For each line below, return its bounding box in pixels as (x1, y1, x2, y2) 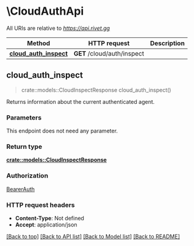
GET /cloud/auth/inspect (73, 49, 145, 57)
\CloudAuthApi (6, 4, 84, 18)
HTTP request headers (6, 200, 75, 209)
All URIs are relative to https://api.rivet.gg (6, 24, 110, 32)
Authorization (6, 172, 49, 180)
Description (149, 38, 185, 47)
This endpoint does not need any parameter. (6, 127, 118, 135)
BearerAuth (6, 185, 35, 193)
